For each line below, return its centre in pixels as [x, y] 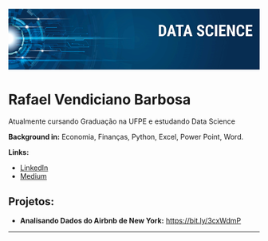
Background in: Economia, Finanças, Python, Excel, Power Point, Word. [126, 137]
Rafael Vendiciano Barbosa [100, 99]
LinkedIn [34, 168]
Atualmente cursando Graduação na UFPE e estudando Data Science [122, 121]
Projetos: [31, 201]
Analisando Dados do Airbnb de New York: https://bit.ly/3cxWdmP [130, 221]
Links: [19, 152]
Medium [33, 176]
